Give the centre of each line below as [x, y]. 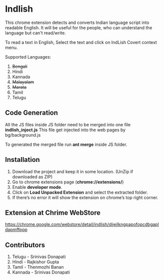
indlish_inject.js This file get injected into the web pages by [65, 130]
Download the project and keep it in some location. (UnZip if [72, 171]
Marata [19, 87]
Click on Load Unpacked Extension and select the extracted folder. [80, 192]
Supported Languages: [28, 57]
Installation [22, 160]
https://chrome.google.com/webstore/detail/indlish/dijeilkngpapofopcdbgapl [82, 224]
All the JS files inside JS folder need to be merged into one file [68, 124]
